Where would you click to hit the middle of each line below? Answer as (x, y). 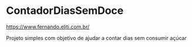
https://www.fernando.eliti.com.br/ (48, 27)
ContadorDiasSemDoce (65, 11)
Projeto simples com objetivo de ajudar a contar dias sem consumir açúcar (96, 38)
